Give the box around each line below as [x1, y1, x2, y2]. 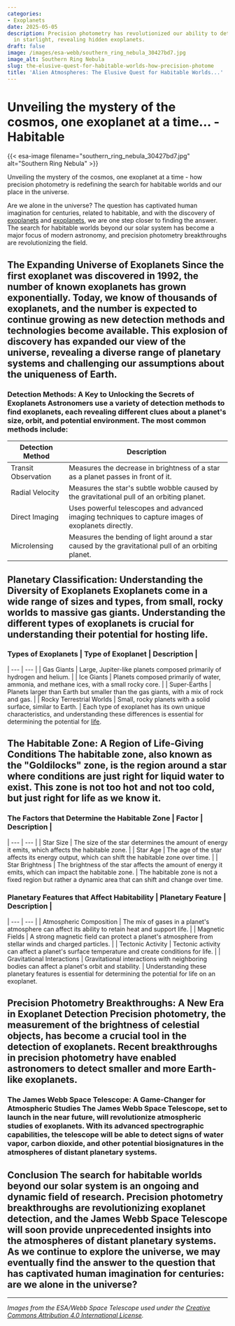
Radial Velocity [10, 488, 59, 497]
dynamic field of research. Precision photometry [7, 1191, 224, 1203]
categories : [7, 10, 42, 18]
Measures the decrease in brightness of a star [69, 463, 220, 473]
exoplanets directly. [69, 521, 134, 531]
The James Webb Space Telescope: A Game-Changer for [7, 1095, 206, 1105]
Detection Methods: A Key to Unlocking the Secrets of [7, 389, 194, 399]
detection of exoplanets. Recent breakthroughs [7, 1041, 218, 1053]
